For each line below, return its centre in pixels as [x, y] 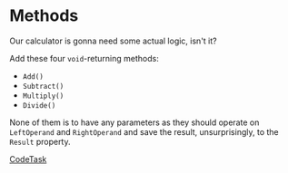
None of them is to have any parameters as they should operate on [134, 122]
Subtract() [43, 86]
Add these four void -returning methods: [84, 58]
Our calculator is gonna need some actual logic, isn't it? [113, 41]
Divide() [39, 105]
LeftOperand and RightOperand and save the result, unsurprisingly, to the [144, 131]
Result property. [40, 141]
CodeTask [28, 159]
